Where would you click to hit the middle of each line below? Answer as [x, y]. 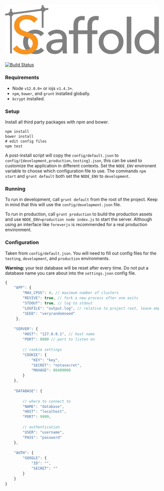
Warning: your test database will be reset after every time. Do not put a [77, 268]
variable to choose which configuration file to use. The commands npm [76, 171]
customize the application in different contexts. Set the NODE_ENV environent [81, 165]
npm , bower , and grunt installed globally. [51, 94]
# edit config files [26, 141]
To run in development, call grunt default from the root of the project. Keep [81, 199]
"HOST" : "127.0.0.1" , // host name [59, 334]
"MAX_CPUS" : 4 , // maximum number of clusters [71, 293]
